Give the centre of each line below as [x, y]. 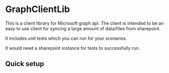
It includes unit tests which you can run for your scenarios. [66, 38]
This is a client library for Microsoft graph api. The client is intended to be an [84, 23]
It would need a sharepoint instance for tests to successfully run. [73, 48]
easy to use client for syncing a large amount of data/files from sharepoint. [83, 28]
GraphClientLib [38, 9]
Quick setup [25, 64]
